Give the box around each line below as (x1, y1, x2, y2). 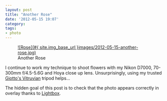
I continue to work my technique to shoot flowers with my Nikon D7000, (5, 64, 153, 70)
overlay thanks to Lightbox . (5, 90, 61, 96)
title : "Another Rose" (5, 12, 52, 17)
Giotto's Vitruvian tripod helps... (5, 75, 71, 81)
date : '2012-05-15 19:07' (5, 16, 59, 21)
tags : (5, 26, 16, 31)
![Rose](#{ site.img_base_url (17, 44, 76, 50)
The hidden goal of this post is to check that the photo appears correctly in (5, 85, 159, 90)
